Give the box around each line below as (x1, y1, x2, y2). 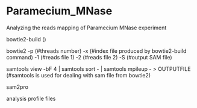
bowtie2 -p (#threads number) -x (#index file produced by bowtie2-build (6, 47, 187, 55)
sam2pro (6, 83, 29, 91)
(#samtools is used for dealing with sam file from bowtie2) (6, 71, 151, 79)
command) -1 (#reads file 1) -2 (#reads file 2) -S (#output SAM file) (6, 53, 173, 61)
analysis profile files (6, 95, 56, 102)
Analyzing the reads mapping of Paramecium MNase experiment (6, 24, 167, 31)
